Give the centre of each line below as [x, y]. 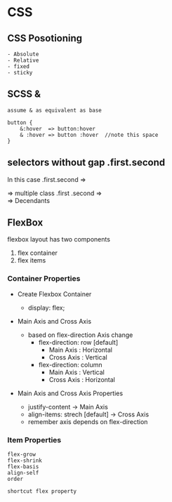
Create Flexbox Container [54, 294]
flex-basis [23, 467]
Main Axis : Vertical [77, 372]
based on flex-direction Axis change [80, 335]
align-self [23, 473]
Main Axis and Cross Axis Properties [70, 393]
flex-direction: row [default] [78, 342]
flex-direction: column [70, 364]
